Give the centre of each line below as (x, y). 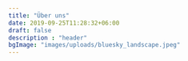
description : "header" (48, 38)
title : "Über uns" (39, 15)
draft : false (30, 30)
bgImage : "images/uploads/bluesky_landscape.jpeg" (94, 45)
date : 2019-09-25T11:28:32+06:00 (64, 23)
